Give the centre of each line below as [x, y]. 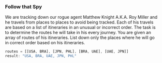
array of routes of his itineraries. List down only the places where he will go [80, 38]
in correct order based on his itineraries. [45, 43]
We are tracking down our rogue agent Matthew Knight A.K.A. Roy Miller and [81, 17]
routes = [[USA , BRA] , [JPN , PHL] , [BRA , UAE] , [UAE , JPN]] [67, 51]
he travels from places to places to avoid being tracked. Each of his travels [79, 22]
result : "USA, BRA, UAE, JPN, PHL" [41, 56]
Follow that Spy [23, 7]
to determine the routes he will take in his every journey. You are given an [78, 33]
